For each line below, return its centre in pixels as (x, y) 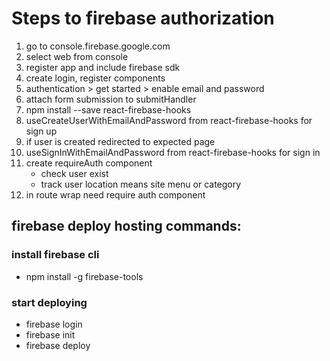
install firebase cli (55, 255)
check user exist (74, 173)
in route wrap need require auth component (115, 194)
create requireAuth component (89, 163)
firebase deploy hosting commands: (126, 226)
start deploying (49, 302)
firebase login (54, 324)
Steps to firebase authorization (143, 18)
